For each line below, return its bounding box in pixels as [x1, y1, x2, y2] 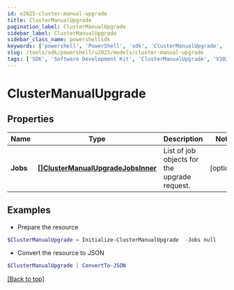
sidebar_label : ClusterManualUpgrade [7, 29, 117, 37]
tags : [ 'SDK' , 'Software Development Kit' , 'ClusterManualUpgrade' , [7, 56, 210, 63]
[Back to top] [7, 275, 45, 283]
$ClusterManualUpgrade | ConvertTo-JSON [7, 262, 127, 269]
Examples [7, 204, 51, 216]
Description [163, 134, 203, 144]
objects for [163, 154, 199, 164]
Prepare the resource [17, 222, 79, 231]
